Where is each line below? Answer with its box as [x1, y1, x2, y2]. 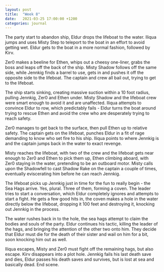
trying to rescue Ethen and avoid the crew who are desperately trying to [5, 111, 150, 116]
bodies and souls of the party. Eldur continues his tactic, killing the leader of [5, 221, 158, 227]
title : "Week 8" [5, 12, 41, 17]
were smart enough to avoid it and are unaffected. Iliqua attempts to [5, 100, 142, 106]
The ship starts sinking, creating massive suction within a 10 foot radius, [5, 90, 150, 95]
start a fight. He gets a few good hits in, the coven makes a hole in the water [5, 196, 159, 202]
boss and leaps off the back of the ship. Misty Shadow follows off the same [5, 65, 157, 70]
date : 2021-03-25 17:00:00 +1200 [5, 16, 78, 21]
